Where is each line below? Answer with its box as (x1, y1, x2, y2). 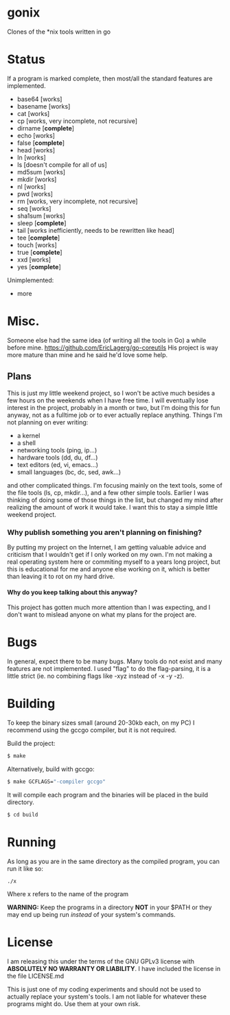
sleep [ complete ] (16, 218, 67, 227)
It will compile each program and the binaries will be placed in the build (7, 790, 208, 799)
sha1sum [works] (16, 212, 65, 220)
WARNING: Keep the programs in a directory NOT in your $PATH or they (7, 903, 212, 911)
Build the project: (7, 740, 56, 747)
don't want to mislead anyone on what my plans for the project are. (7, 611, 197, 619)
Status (7, 52, 46, 67)
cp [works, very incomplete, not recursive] (16, 117, 138, 125)
